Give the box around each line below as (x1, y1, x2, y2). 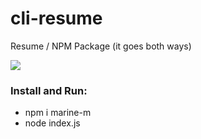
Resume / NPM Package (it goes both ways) (10, 40, 192, 52)
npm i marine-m (24, 107, 92, 119)
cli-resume (10, 7, 103, 30)
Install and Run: (10, 83, 88, 97)
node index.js (24, 117, 81, 129)
